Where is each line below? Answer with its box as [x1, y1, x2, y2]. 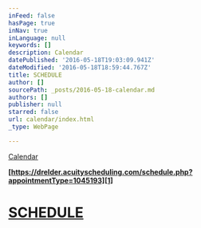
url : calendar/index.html [8, 116, 94, 124]
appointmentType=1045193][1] [8, 175, 113, 185]
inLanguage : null [8, 33, 66, 42]
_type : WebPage [8, 123, 59, 131]
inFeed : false [8, 11, 56, 20]
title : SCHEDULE [8, 71, 62, 79]
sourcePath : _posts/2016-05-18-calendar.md [8, 85, 156, 94]
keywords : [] [8, 41, 52, 49]
